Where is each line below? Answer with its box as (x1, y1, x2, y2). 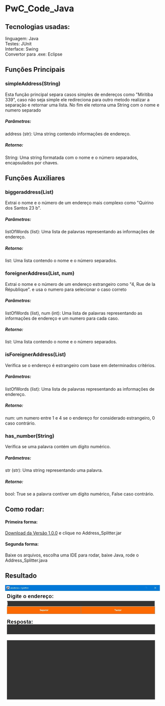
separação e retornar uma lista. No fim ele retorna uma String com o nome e (5, 102, 160, 108)
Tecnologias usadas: (5, 23, 70, 31)
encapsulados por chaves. (5, 159, 59, 165)
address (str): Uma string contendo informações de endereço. (5, 131, 131, 137)
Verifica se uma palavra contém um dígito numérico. (5, 444, 111, 450)
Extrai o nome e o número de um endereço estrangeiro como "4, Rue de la (5, 281, 156, 287)
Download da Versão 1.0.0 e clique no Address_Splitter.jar (5, 530, 122, 536)
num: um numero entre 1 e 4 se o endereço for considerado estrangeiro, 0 (5, 415, 155, 421)
